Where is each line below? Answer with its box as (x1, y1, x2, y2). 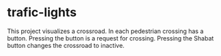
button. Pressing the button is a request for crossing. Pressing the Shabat (7, 34, 214, 42)
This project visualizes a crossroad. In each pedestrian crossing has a (7, 27, 204, 35)
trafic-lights (7, 5, 77, 20)
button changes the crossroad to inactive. (7, 41, 125, 49)
